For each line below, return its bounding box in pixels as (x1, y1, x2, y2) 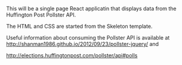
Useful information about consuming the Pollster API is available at (6, 34, 170, 41)
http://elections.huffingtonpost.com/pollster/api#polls (6, 52, 138, 58)
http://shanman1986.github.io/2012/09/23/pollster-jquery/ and (6, 41, 159, 47)
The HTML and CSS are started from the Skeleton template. (6, 23, 153, 30)
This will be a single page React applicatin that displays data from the (6, 5, 177, 12)
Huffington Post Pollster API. (6, 11, 76, 18)
